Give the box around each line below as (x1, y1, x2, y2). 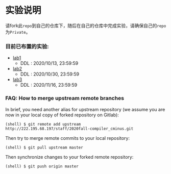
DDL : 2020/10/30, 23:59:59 (20, 71, 80, 77)
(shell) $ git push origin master (5, 164, 79, 169)
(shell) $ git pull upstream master (5, 145, 83, 150)
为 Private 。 (5, 29, 31, 35)
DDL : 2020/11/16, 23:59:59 (20, 82, 78, 88)
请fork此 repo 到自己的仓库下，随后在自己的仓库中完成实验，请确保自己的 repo (5, 22, 166, 29)
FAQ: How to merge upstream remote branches (5, 95, 124, 102)
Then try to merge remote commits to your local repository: (5, 135, 130, 141)
